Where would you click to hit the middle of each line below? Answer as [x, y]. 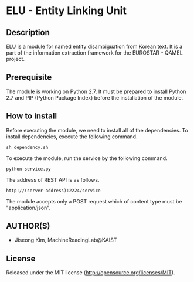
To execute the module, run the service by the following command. [87, 158]
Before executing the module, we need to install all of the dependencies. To [97, 130]
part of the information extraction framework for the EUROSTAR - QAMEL [94, 53]
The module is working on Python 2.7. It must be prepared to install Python [96, 91]
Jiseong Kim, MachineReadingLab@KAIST [66, 240]
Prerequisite [29, 77]
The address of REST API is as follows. [53, 179]
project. [16, 59]
